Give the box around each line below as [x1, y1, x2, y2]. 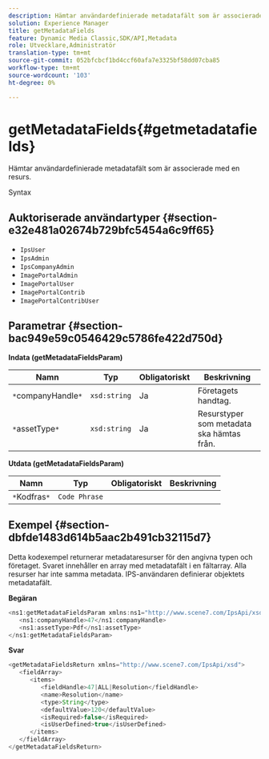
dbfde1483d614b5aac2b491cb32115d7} [8, 531, 212, 544]
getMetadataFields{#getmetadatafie [8, 120, 258, 139]
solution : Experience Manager [8, 19, 110, 27]
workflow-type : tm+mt [8, 64, 81, 72]
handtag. [197, 396, 231, 407]
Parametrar [8, 319, 66, 332]
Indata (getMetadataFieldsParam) [8, 353, 123, 363]
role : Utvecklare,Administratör [8, 42, 116, 50]
